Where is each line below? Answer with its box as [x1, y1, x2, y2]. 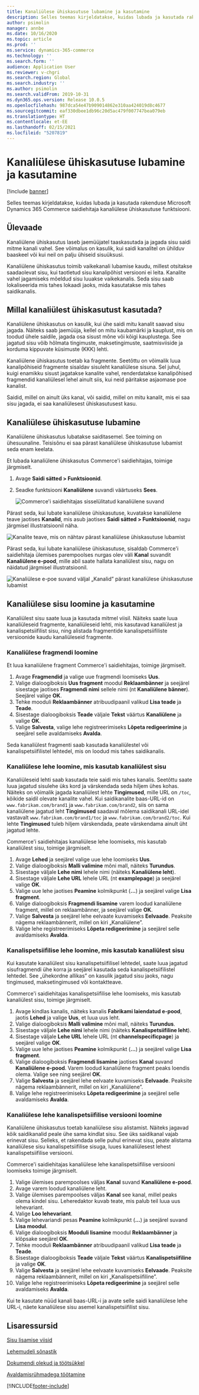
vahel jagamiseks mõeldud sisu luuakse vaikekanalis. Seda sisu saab [6, 275, 174, 282]
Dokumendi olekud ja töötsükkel [6, 1359, 85, 1367]
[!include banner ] [6, 187, 49, 194]
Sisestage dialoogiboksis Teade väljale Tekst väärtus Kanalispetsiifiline [15, 1254, 191, 1262]
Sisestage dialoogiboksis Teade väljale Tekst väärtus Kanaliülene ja [15, 711, 182, 718]
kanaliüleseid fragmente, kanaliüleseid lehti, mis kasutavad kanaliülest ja [6, 621, 182, 628]
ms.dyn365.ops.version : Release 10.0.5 [6, 97, 105, 103]
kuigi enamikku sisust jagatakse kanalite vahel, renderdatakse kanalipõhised [6, 370, 193, 377]
